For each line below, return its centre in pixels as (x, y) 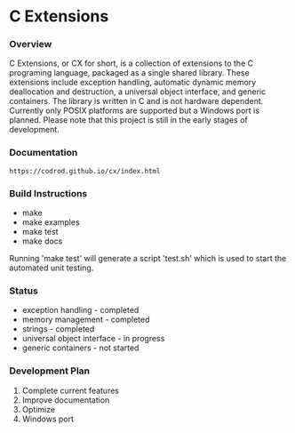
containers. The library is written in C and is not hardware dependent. (136, 101)
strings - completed (58, 329)
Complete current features (71, 390)
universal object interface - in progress (93, 339)
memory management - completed (86, 320)
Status (24, 291)
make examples (51, 222)
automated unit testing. (52, 268)
